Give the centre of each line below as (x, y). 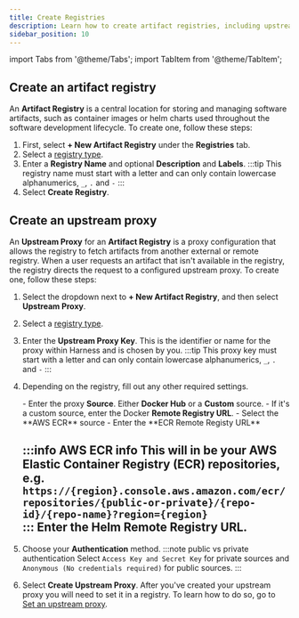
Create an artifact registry (83, 87)
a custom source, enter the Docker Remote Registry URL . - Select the (150, 413)
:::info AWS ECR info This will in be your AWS (149, 451)
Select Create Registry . (65, 192)
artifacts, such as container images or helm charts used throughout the (139, 118)
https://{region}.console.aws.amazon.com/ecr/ (154, 491)
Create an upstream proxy (83, 220)
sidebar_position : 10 (49, 34)
